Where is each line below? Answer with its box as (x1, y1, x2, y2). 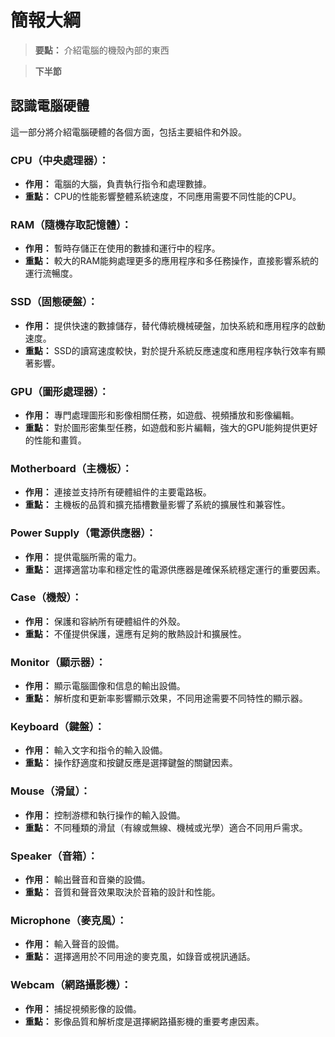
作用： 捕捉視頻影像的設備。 (24, 1002, 142, 1015)
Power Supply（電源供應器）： (10, 526, 157, 540)
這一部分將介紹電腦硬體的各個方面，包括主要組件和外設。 (10, 126, 247, 138)
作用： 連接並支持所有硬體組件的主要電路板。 (24, 486, 212, 498)
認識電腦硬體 (10, 97, 90, 115)
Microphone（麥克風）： (10, 913, 128, 927)
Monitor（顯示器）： (10, 655, 107, 669)
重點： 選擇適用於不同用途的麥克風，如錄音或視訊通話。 (24, 951, 256, 963)
